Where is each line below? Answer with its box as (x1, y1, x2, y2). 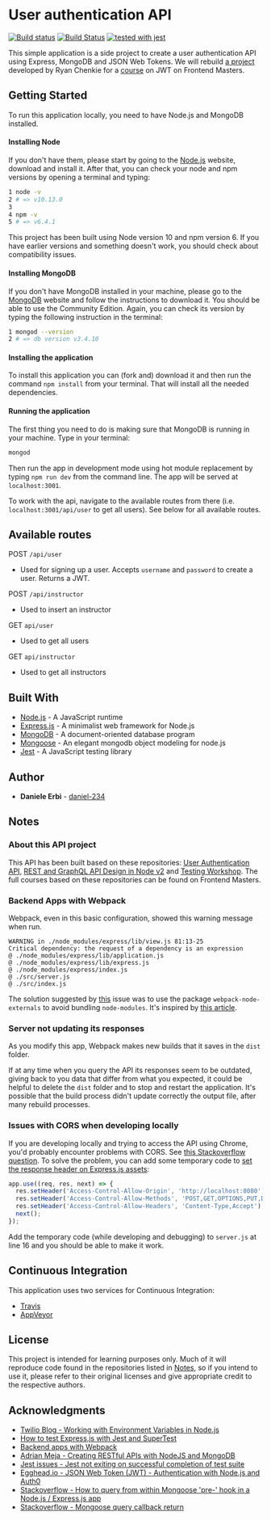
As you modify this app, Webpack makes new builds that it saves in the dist (8, 1041, 261, 1051)
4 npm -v (8, 210, 38, 219)
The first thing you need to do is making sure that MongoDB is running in (8, 424, 250, 434)
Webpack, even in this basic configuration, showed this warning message (8, 913, 253, 923)
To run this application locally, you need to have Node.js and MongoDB (8, 110, 244, 120)
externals (8, 1004, 42, 1012)
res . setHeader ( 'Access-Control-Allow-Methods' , (15, 1194, 179, 1203)
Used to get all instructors (19, 667, 106, 677)
